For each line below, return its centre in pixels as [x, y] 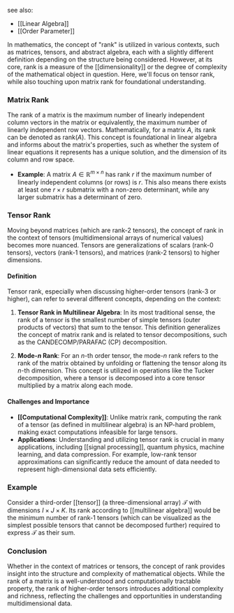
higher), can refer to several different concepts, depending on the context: [114, 299]
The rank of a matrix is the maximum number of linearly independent [106, 115]
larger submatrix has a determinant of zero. [80, 197]
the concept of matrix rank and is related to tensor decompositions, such [122, 335]
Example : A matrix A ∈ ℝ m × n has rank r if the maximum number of [115, 174]
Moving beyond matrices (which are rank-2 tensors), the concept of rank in [115, 231]
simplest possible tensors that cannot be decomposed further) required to [114, 525]
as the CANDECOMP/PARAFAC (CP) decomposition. [92, 342]
